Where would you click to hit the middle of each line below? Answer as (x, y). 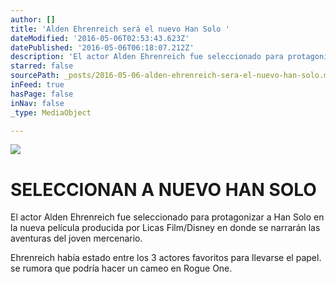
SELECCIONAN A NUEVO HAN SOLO (163, 189)
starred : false (42, 66)
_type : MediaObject (51, 112)
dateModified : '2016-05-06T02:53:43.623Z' (100, 38)
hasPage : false (42, 94)
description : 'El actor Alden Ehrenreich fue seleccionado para (147, 57)
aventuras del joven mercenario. (76, 238)
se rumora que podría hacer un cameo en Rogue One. (121, 268)
